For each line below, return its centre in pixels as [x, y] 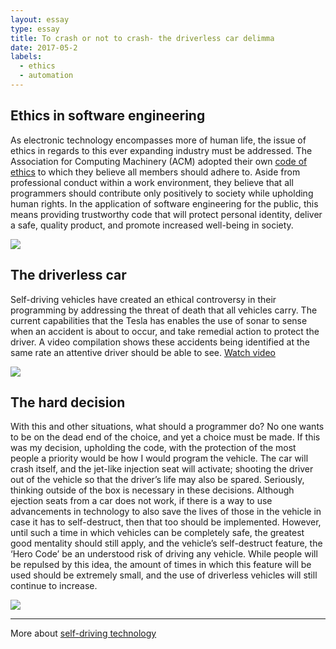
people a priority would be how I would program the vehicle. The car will [159, 458]
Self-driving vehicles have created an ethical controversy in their [143, 299]
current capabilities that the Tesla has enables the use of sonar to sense [159, 320]
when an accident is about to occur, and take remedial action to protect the [165, 331]
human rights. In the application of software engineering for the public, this [164, 203]
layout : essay [40, 19]
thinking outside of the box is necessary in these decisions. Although [152, 490]
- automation [46, 76]
